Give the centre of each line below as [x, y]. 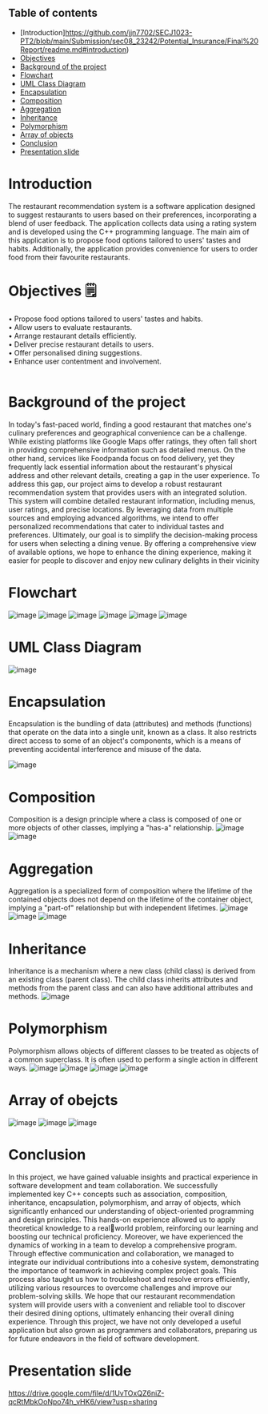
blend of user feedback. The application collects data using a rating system [133, 223]
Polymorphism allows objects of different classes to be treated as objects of [134, 1051]
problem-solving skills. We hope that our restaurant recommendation [122, 1296]
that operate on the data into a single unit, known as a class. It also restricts [133, 733]
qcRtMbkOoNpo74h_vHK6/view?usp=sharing [83, 1402]
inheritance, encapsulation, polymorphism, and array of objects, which [125, 1203]
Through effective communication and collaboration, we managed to [121, 1254]
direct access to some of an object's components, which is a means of [125, 741]
